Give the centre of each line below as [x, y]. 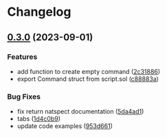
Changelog [39, 12]
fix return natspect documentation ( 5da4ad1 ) [80, 112]
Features [22, 57]
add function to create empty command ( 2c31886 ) [88, 71]
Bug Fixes [24, 97]
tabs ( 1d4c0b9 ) [38, 119]
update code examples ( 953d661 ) [65, 126]
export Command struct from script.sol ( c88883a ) [88, 79]
